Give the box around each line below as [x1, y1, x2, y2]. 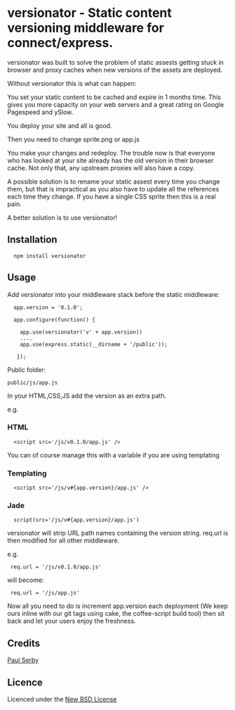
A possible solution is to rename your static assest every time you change [7, 177, 220, 186]
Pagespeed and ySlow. [7, 108, 74, 116]
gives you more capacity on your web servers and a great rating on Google [7, 100, 224, 108]
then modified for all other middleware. [7, 536, 120, 545]
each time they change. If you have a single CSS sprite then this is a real [7, 192, 216, 201]
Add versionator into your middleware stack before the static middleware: [7, 290, 220, 298]
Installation [7, 234, 58, 246]
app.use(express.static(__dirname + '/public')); [20, 341, 168, 348]
